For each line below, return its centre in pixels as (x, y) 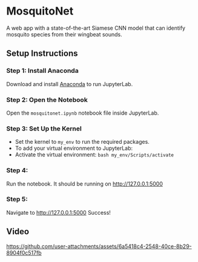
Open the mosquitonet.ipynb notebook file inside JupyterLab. (83, 113)
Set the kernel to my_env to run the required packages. (82, 142)
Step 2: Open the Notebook (47, 99)
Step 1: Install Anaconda (42, 71)
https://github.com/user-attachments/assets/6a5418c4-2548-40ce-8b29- (99, 246)
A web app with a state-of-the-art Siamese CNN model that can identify (96, 28)
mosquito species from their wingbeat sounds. (64, 34)
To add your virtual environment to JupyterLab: (74, 148)
